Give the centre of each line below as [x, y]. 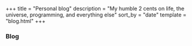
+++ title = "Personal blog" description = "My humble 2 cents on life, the [95, 9]
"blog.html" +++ [26, 21]
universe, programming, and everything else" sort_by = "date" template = [96, 15]
